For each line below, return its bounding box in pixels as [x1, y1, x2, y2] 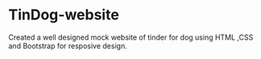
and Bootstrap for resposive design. [8, 40, 127, 50]
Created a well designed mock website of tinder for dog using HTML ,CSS [8, 32, 254, 42]
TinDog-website [8, 6, 119, 24]
